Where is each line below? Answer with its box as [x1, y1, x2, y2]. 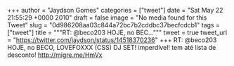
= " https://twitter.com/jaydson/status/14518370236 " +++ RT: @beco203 [7, 36, 217, 44]
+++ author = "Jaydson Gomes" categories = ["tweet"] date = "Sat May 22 [7, 6, 223, 14]
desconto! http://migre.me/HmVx [7, 51, 103, 59]
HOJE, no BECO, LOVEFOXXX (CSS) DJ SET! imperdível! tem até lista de [7, 44, 216, 51]
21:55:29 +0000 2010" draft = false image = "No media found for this [7, 13, 207, 22]
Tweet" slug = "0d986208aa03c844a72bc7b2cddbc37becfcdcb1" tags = [7, 21, 220, 29]
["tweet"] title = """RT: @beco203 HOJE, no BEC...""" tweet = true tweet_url [7, 28, 228, 37]
